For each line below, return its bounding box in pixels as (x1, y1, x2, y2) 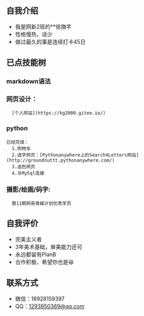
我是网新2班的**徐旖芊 (15, 23, 72, 30)
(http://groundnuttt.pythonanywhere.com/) (6, 157, 115, 163)
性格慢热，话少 (15, 30, 53, 38)
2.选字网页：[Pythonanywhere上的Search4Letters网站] (11, 152, 139, 158)
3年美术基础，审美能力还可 (15, 243, 83, 250)
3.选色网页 (11, 163, 36, 170)
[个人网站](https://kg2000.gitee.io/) (11, 110, 106, 116)
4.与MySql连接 (11, 170, 45, 176)
